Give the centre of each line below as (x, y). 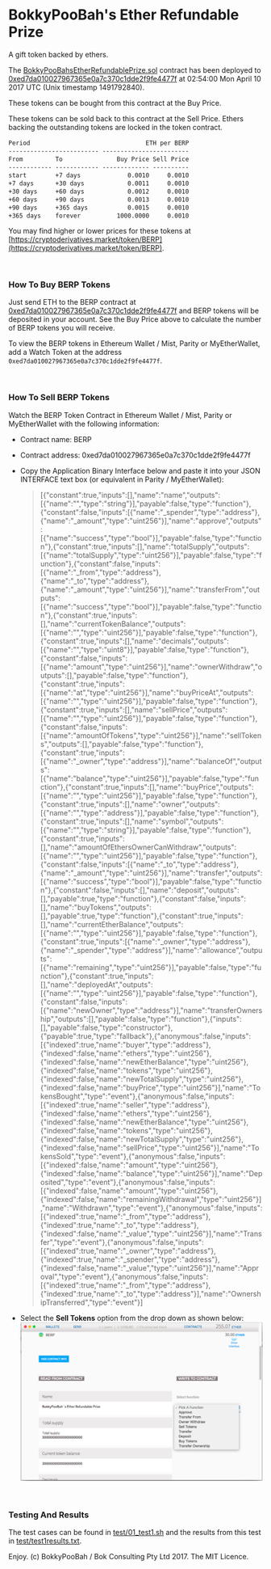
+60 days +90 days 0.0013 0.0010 (99, 200)
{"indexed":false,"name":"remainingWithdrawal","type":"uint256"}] (151, 1199)
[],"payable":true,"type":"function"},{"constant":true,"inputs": (142, 916)
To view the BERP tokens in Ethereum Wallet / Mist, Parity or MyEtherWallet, (134, 344)
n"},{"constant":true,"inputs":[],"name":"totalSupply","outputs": (145, 546)
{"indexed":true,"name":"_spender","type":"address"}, (130, 1259)
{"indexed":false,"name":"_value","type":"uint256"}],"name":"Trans (151, 1234)
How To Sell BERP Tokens (59, 398)
